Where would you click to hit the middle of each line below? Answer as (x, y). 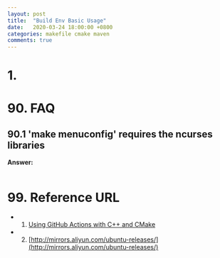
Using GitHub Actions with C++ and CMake (92, 225)
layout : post (27, 14)
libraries (26, 145)
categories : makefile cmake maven (59, 34)
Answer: (20, 162)
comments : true (30, 41)
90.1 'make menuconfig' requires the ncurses (110, 134)
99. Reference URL (63, 197)
